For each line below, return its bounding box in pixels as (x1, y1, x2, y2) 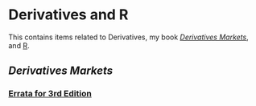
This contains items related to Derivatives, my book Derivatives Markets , (8, 32, 249, 42)
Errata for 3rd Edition (8, 88, 93, 100)
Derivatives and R (8, 6, 129, 24)
